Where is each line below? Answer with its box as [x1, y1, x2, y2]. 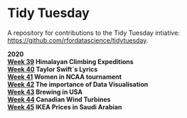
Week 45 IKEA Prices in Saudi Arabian [7, 102, 122, 111]
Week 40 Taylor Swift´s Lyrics [7, 65, 98, 73]
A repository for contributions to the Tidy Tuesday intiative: [7, 28, 180, 37]
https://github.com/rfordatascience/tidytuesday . [7, 36, 149, 44]
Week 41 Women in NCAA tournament [7, 73, 122, 81]
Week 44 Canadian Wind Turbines [7, 95, 111, 104]
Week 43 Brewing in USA [7, 87, 83, 96]
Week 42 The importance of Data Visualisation [7, 80, 149, 88]
